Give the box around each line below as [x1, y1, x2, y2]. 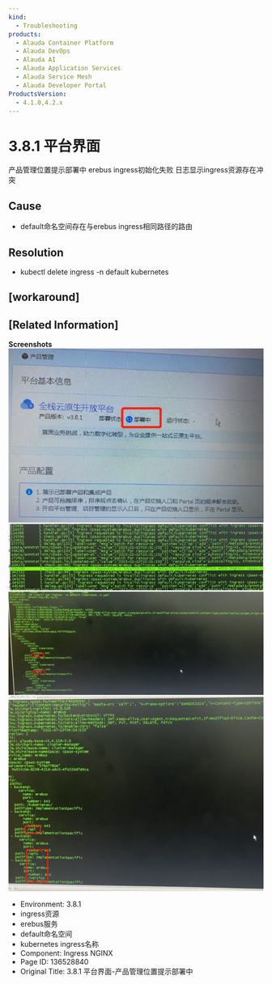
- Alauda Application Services [15, 65, 121, 73]
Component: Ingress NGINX [19, 948, 113, 958]
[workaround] [8, 291, 80, 304]
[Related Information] [8, 318, 119, 332]
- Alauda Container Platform [15, 39, 114, 47]
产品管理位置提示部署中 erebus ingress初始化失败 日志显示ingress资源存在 [8, 165, 257, 175]
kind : [8, 13, 27, 21]
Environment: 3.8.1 [19, 899, 82, 910]
